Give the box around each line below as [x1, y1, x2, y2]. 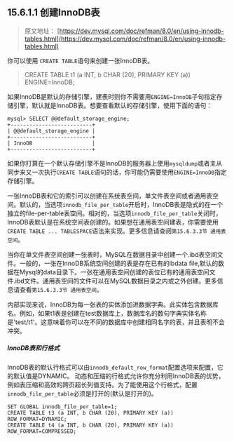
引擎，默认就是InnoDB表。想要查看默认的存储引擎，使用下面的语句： [13, 101, 212, 109]
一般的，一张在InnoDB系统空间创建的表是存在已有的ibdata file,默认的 [19, 259, 219, 267]
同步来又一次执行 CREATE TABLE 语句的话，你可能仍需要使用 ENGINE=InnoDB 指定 [7, 168, 227, 176]
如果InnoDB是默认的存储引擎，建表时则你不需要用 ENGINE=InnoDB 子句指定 [7, 92, 217, 100]
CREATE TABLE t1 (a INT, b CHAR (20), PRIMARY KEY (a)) [24, 70, 191, 79]
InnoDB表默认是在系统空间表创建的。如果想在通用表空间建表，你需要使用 [7, 217, 219, 226]
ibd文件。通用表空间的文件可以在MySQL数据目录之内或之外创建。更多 [15, 276, 217, 285]
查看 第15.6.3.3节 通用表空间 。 [19, 285, 103, 293]
